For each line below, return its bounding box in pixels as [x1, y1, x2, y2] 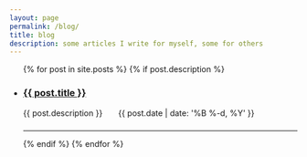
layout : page [9, 13, 59, 23]
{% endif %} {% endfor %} [22, 139, 124, 150]
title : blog [9, 30, 55, 39]
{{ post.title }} [22, 87, 87, 99]
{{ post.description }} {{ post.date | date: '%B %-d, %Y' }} [22, 107, 255, 119]
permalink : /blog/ [9, 22, 79, 31]
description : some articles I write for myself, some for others [9, 38, 263, 48]
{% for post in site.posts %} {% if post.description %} [22, 64, 226, 75]
